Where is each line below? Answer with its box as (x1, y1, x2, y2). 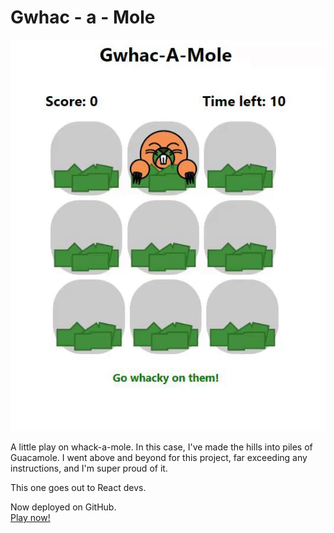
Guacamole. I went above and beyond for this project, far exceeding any (10, 452, 308, 464)
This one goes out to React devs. (10, 482, 147, 494)
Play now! (10, 512, 51, 524)
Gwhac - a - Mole (10, 6, 156, 29)
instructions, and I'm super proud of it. (10, 462, 168, 475)
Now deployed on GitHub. (10, 501, 117, 513)
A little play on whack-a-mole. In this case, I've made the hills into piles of (10, 441, 313, 453)
